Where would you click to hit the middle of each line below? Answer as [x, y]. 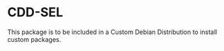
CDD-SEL [35, 12]
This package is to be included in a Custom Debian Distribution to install [112, 32]
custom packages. [34, 39]
